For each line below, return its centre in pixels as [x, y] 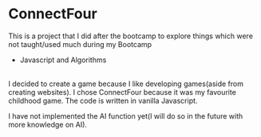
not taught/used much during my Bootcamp [80, 44]
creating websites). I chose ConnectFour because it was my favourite [123, 92]
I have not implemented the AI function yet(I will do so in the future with [126, 115]
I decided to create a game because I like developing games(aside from [126, 84]
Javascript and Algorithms [63, 60]
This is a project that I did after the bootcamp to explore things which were [131, 36]
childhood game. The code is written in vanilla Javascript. [103, 100]
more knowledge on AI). [48, 124]
